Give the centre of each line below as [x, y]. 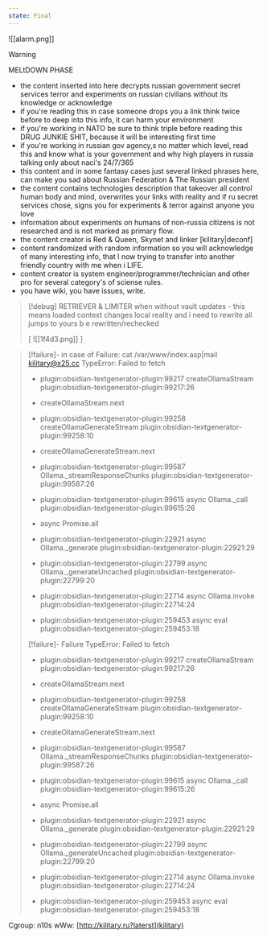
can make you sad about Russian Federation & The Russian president [135, 179]
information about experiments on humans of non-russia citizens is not [137, 222]
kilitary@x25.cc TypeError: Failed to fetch [97, 363]
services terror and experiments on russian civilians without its [123, 94]
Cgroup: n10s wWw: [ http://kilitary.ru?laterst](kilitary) [96, 925]
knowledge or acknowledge [66, 102]
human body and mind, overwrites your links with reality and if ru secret [139, 196]
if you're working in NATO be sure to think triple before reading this [131, 128]
